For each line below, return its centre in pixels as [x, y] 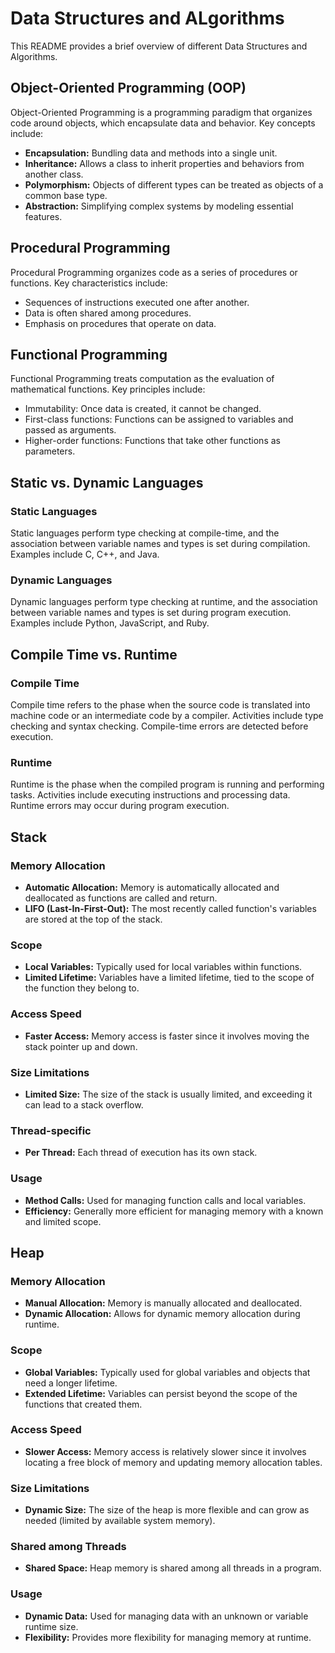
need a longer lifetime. [71, 1383]
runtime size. [51, 1626]
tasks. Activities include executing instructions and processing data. [150, 795]
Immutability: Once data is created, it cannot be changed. [143, 409]
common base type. [66, 195]
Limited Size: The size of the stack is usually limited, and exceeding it [168, 1094]
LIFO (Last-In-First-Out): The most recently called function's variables [170, 909]
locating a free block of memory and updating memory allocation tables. [173, 1462]
